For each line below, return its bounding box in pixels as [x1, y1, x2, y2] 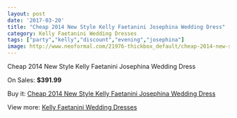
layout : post [7, 10, 46, 18]
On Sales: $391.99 [7, 76, 62, 84]
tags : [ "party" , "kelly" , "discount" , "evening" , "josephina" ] [7, 37, 185, 44]
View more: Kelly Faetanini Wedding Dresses [7, 103, 138, 111]
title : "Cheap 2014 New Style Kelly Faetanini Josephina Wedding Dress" [7, 23, 226, 30]
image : [7, 43, 27, 50]
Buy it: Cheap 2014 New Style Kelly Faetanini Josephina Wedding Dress [7, 89, 216, 98]
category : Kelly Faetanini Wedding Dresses [7, 29, 138, 37]
